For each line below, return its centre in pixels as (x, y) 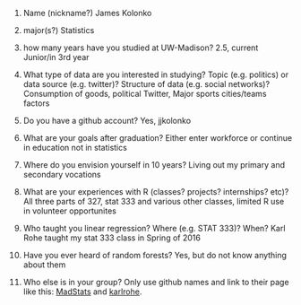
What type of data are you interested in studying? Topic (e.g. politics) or (156, 74)
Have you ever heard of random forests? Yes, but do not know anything (155, 255)
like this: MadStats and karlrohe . (82, 292)
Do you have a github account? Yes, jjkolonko (107, 121)
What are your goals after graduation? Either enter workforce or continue (158, 138)
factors (36, 103)
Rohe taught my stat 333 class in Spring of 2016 (112, 238)
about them (44, 265)
